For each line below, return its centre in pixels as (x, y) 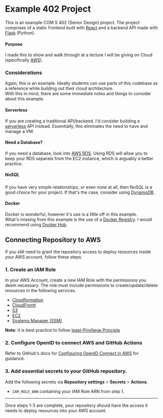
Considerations (24, 73)
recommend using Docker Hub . (36, 225)
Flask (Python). (20, 33)
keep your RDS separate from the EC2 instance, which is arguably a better (79, 158)
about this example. (25, 99)
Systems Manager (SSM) (37, 321)
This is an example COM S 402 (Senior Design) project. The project (72, 22)
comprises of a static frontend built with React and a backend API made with (81, 27)
